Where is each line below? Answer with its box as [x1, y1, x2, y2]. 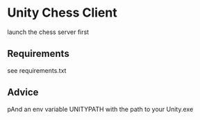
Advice [7, 87, 39, 98]
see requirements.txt [7, 66, 67, 74]
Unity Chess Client [7, 5, 117, 21]
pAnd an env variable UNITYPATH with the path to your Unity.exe [7, 105, 194, 113]
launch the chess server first [7, 28, 89, 36]
